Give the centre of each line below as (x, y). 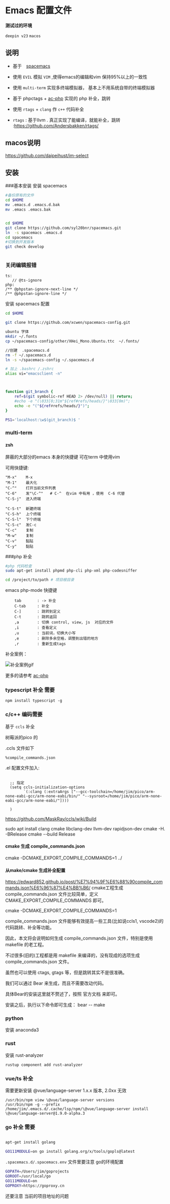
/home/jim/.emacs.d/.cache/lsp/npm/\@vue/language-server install (77, 1109)
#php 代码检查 (19, 566)
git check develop (25, 247)
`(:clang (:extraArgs (46, 792)
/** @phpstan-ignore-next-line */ (42, 289)
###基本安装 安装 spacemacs (36, 186)
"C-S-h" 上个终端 (23, 514)
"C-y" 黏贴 (20, 546)
